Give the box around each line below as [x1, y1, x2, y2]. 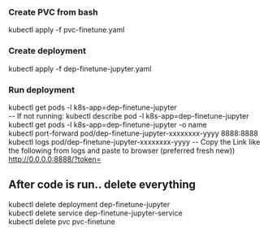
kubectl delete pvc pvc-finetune [8, 216, 115, 226]
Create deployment [8, 45, 87, 57]
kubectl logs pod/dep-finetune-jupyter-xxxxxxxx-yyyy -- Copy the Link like [8, 136, 261, 146]
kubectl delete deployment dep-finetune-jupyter [8, 199, 171, 209]
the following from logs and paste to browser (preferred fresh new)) [8, 145, 236, 155]
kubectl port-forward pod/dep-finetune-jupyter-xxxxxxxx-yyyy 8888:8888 [8, 128, 258, 138]
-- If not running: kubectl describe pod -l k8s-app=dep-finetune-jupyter [8, 110, 249, 120]
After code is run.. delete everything [8, 178, 197, 192]
